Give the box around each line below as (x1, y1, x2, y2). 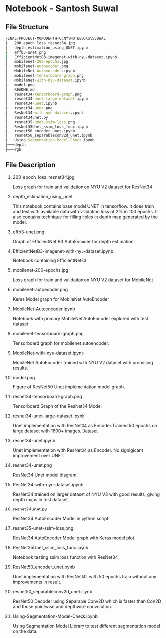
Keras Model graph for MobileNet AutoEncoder (12, 296, 109, 302)
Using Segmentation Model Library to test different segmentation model (12, 623, 161, 629)
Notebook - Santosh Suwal (5, 3, 119, 14)
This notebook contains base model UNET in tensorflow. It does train (12, 203, 154, 209)
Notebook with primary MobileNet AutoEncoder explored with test (12, 315, 149, 321)
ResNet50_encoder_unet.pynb (12, 564, 75, 570)
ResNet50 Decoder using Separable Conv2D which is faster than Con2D (12, 598, 161, 604)
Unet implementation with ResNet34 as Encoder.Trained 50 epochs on (12, 422, 157, 428)
